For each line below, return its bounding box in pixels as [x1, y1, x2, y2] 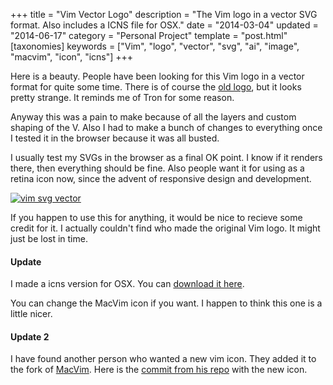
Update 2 [10, 330, 50, 343]
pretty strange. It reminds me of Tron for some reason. [10, 92, 235, 103]
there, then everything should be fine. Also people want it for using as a [10, 162, 305, 174]
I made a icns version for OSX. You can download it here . [10, 278, 245, 290]
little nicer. [10, 308, 53, 320]
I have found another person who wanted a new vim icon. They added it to [10, 353, 317, 365]
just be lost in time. [10, 233, 88, 244]
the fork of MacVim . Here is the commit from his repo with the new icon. [10, 364, 308, 376]
